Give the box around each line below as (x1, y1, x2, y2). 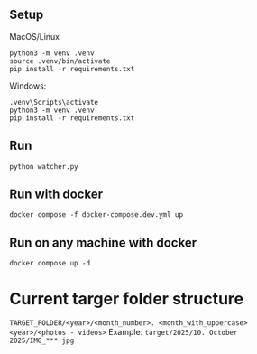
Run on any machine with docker (9, 235, 197, 250)
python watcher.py (9, 162, 78, 171)
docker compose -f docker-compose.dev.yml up (9, 210, 183, 219)
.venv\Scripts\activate (9, 98, 99, 107)
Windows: (9, 80, 47, 91)
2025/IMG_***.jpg (9, 336, 75, 346)
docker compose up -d (9, 259, 91, 268)
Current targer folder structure (9, 289, 244, 310)
